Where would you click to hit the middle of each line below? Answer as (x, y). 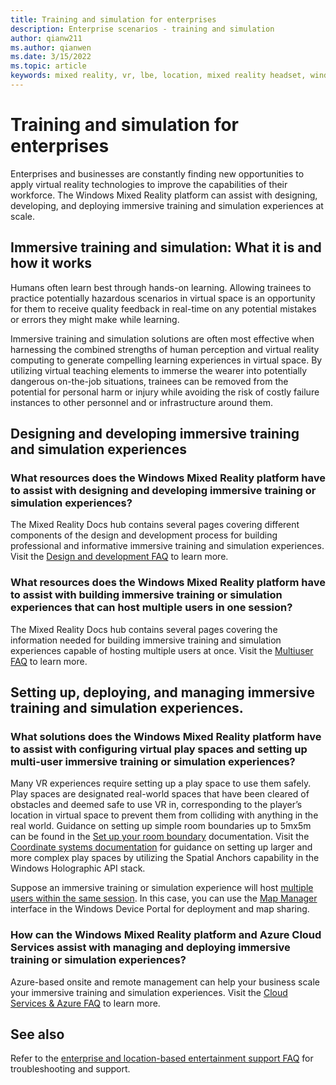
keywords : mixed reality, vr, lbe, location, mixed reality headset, (158, 76)
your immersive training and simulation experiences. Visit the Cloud (149, 992)
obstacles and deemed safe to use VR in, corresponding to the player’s (156, 805)
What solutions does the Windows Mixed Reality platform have (166, 736)
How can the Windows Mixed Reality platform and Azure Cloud (166, 935)
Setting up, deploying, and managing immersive (162, 692)
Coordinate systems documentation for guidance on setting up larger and (161, 847)
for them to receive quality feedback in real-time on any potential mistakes (163, 308)
